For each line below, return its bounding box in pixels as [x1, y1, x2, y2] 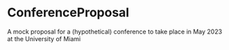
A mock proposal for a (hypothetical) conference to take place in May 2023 [7, 27, 223, 36]
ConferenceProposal [7, 5, 130, 21]
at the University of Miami [7, 34, 81, 42]
